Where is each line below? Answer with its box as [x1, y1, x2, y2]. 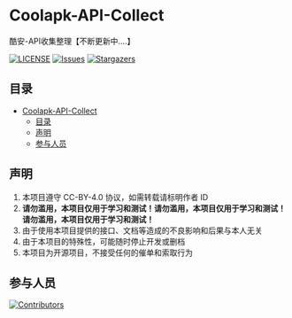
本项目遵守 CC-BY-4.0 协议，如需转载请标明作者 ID [21, 191, 209, 202]
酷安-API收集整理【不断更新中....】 [9, 35, 135, 46]
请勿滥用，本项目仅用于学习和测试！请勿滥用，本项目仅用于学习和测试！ [21, 203, 286, 213]
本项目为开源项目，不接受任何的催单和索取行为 [21, 247, 193, 258]
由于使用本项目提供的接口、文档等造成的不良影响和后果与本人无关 [21, 225, 263, 236]
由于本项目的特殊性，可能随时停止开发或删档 [21, 236, 186, 246]
